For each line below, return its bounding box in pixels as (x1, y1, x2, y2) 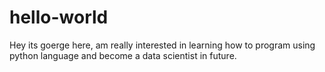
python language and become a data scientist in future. (9, 49, 237, 61)
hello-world (9, 6, 109, 29)
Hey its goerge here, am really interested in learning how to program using (9, 39, 316, 51)
